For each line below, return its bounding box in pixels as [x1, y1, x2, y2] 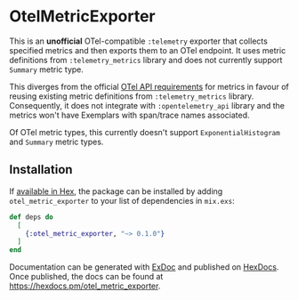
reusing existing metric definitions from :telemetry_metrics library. [9, 91, 254, 101]
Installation [9, 162, 73, 177]
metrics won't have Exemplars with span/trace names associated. [9, 109, 251, 120]
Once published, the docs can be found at [9, 272, 164, 282]
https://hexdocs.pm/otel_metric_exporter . [9, 280, 161, 291]
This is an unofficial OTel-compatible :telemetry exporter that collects [9, 36, 269, 46]
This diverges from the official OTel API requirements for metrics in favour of [9, 81, 289, 92]
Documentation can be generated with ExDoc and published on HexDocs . [9, 262, 279, 272]
